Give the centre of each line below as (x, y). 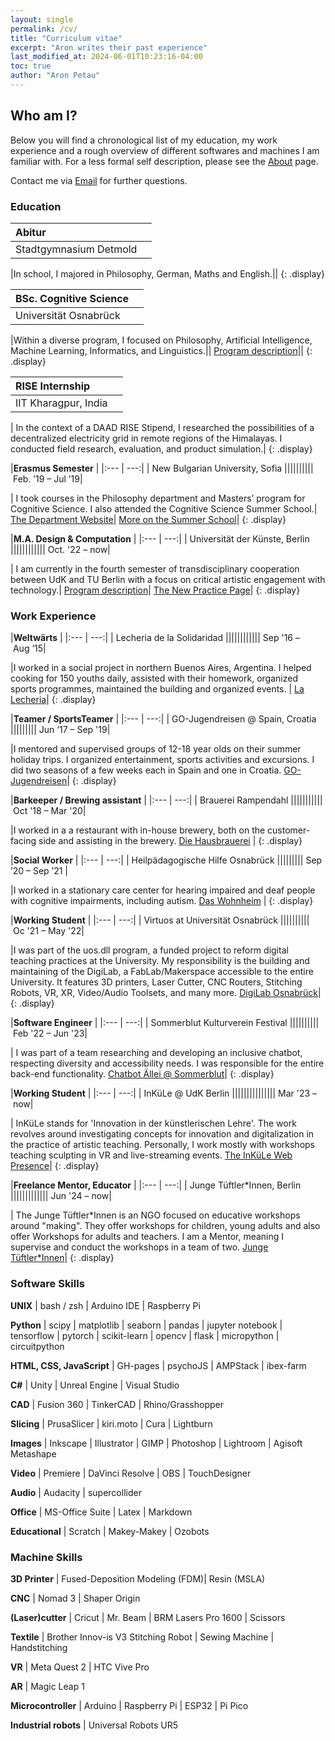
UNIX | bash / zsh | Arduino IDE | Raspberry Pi (105, 1305)
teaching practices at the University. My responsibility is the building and (160, 961)
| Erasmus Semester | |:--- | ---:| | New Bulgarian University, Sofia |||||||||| (162, 468)
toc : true (31, 66)
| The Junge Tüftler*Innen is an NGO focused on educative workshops (155, 1215)
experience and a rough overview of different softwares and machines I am (165, 150)
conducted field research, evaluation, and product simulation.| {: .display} (161, 448)
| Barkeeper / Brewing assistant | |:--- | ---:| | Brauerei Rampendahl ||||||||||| (166, 800)
